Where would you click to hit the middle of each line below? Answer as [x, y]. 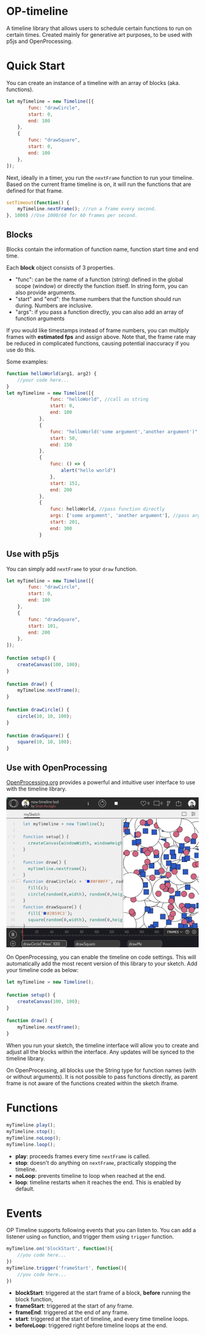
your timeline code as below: [43, 970]
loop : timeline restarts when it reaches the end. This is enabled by [98, 1182]
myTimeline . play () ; [31, 1125]
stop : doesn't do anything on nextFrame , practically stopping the [96, 1162]
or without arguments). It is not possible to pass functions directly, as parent [102, 1077]
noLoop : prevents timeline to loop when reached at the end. [90, 1175]
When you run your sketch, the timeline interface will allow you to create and [103, 1046]
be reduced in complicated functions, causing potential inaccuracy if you [98, 343]
